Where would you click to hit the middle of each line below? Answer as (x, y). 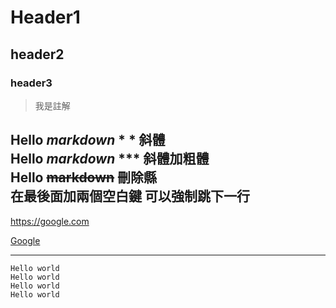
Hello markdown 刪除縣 (84, 177)
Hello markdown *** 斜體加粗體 (110, 159)
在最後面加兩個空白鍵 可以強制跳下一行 (130, 196)
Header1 (45, 17)
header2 (37, 54)
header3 (31, 83)
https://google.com (50, 221)
